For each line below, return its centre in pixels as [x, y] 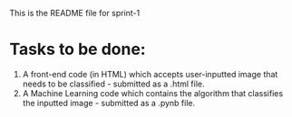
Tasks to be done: [78, 49]
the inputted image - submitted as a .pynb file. [109, 103]
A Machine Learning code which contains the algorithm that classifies [153, 93]
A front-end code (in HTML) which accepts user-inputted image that [150, 74]
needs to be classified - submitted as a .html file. [113, 84]
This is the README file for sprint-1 [75, 13]
